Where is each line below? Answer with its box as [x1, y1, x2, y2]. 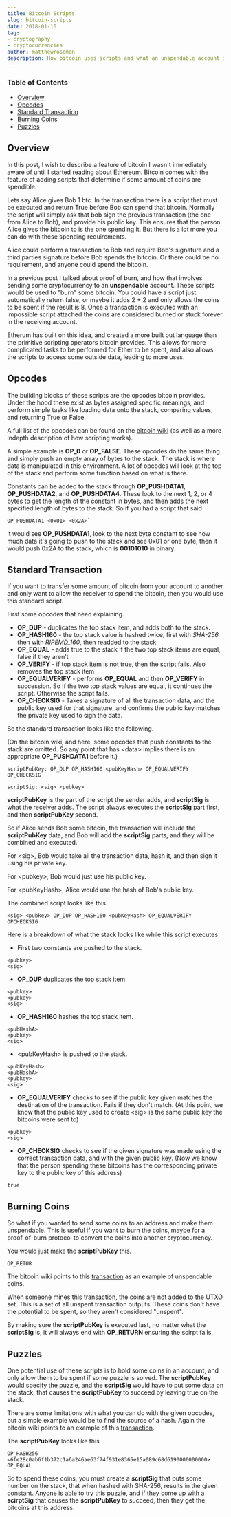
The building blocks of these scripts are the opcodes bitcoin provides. [7, 391, 206, 399]
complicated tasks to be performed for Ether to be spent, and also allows [7, 345, 214, 354]
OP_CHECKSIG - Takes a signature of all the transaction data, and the [16, 696, 215, 705]
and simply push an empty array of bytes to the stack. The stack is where [7, 454, 215, 462]
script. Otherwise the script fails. [16, 689, 110, 698]
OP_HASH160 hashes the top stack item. [16, 1013, 134, 1021]
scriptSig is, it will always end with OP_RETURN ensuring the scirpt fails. [7, 1328, 213, 1337]
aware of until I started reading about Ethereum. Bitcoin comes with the [7, 168, 209, 176]
